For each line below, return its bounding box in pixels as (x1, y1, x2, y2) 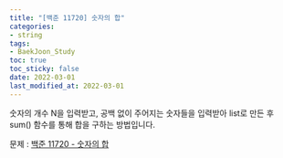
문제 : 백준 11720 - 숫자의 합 (9, 138, 110, 149)
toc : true (9, 56, 47, 65)
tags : (9, 38, 30, 48)
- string (9, 30, 43, 39)
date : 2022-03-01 (9, 73, 76, 82)
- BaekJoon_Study (9, 47, 76, 57)
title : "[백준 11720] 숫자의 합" (9, 13, 125, 23)
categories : (9, 22, 55, 31)
